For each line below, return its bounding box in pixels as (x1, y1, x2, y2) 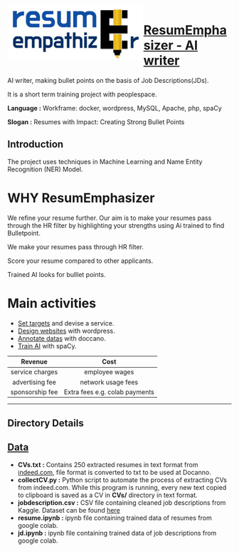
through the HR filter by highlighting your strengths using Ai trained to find (7, 221, 225, 229)
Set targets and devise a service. (17, 318, 115, 327)
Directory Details (7, 417, 84, 429)
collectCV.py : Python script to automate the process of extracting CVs (17, 476, 228, 484)
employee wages (84, 368, 134, 376)
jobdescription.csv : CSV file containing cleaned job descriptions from (17, 498, 226, 507)
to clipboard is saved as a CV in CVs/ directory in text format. (17, 491, 198, 499)
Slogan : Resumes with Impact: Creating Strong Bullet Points (7, 117, 185, 126)
